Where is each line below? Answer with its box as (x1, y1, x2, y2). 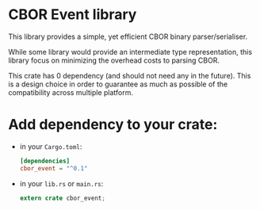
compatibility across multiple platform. (8, 87, 133, 97)
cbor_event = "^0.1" (19, 164, 88, 172)
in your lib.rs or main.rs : (19, 178, 104, 188)
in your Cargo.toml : (19, 141, 82, 151)
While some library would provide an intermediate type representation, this (8, 47, 252, 56)
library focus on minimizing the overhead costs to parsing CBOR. (8, 55, 220, 65)
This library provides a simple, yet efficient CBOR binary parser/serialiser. (8, 32, 248, 41)
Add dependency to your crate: (8, 116, 218, 134)
